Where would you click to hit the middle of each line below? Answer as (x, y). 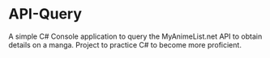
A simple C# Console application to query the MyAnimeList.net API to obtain (135, 36)
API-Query (45, 14)
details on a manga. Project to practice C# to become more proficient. (125, 44)
